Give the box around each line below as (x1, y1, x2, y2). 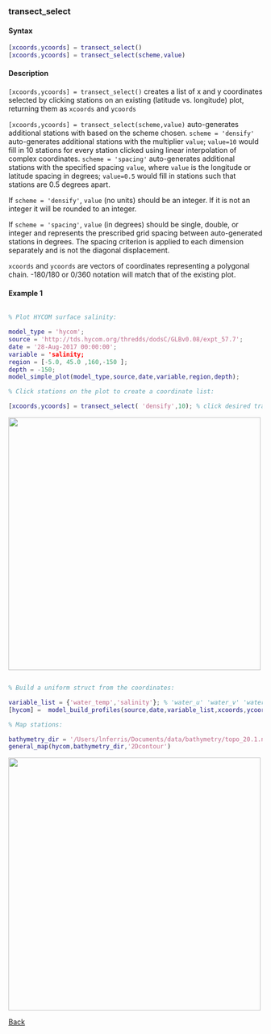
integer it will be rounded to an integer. (8, 204, 137, 214)
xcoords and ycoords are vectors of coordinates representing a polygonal (8, 261, 250, 271)
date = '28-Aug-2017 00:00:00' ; (8, 342, 117, 351)
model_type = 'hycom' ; (8, 328, 85, 337)
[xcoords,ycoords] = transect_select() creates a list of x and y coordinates (8, 87, 263, 96)
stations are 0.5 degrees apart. (8, 180, 110, 189)
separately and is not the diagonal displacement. (8, 245, 170, 256)
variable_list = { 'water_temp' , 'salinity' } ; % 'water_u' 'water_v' (8, 698, 240, 706)
